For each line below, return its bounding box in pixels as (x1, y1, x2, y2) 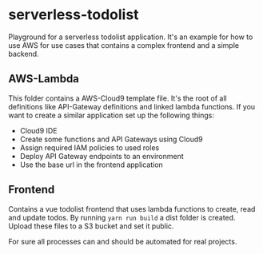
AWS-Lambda (8, 72, 80, 85)
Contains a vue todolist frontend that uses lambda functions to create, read (8, 204, 256, 213)
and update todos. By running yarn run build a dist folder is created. (8, 212, 236, 222)
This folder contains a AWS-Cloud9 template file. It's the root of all (8, 93, 227, 103)
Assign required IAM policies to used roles (19, 142, 160, 153)
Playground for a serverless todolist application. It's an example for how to (8, 32, 253, 42)
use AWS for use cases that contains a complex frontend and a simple (8, 40, 240, 50)
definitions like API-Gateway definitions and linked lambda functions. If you (8, 101, 256, 111)
